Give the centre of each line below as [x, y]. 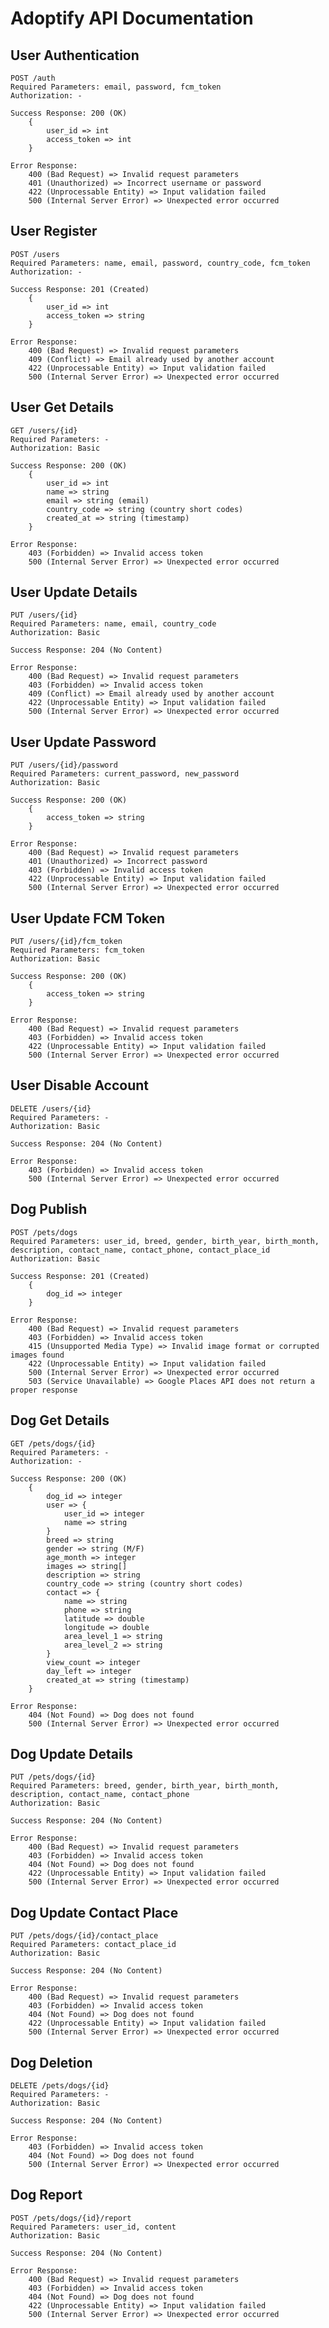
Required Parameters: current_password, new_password [125, 774]
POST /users [35, 254]
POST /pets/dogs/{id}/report [71, 2218]
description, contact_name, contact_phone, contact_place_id [140, 1250]
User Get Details [62, 407]
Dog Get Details [60, 1420]
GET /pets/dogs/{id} [53, 1443]
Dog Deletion [51, 2062]
